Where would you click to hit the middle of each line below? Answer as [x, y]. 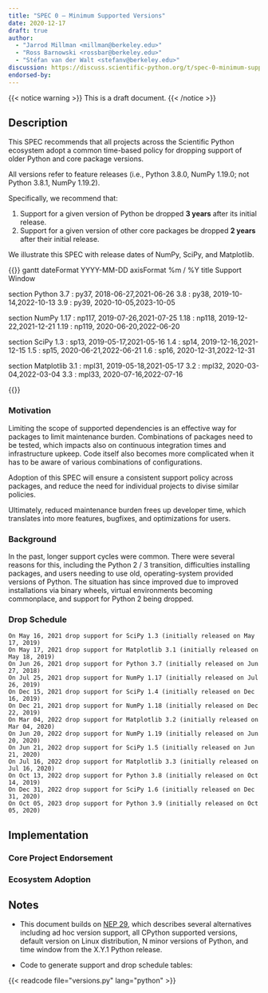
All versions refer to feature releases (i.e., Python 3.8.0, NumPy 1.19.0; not [129, 174]
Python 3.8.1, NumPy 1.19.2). [54, 183]
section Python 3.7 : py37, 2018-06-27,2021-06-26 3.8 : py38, [110, 294]
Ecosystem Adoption [50, 879]
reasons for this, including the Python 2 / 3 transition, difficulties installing [129, 565]
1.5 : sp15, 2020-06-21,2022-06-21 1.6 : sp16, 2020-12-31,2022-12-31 [141, 350]
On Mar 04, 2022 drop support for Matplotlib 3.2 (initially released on [134, 720]
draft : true [28, 30]
